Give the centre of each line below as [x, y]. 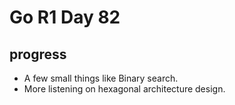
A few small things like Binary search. [101, 78]
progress [38, 54]
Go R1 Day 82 [65, 17]
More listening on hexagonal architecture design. [124, 89]
